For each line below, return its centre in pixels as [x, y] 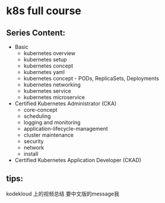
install [31, 154]
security [34, 141]
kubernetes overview [50, 53]
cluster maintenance [49, 135]
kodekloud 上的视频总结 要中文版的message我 [63, 194]
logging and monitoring [52, 122]
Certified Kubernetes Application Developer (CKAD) [78, 160]
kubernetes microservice [54, 97]
